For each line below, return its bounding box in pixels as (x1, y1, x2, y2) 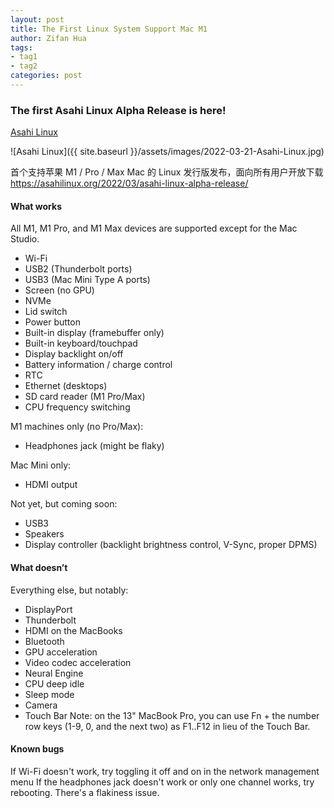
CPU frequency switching (24, 401, 131, 413)
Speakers (24, 528, 65, 540)
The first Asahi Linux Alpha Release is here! (10, 103, 227, 117)
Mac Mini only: (10, 459, 72, 471)
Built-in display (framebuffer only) (24, 327, 165, 339)
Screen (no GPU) (24, 284, 95, 296)
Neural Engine (24, 667, 84, 679)
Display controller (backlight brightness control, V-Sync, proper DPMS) (24, 539, 318, 551)
